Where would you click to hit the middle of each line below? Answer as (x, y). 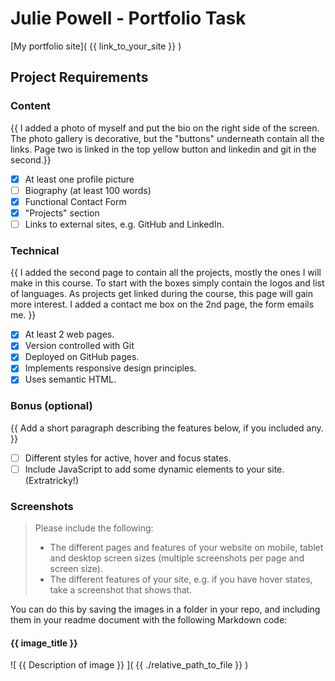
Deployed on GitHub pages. (82, 357)
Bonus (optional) (51, 406)
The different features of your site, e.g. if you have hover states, (181, 579)
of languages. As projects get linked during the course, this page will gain (161, 294)
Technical (35, 250)
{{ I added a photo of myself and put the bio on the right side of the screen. (165, 128)
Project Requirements (79, 77)
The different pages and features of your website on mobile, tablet (186, 548)
